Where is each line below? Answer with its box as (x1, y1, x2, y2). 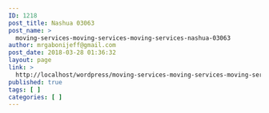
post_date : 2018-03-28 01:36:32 (8, 49, 116, 56)
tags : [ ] (8, 85, 42, 94)
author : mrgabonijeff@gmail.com (8, 41, 116, 49)
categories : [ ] (8, 93, 62, 101)
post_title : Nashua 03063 (8, 19, 94, 27)
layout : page (8, 56, 52, 64)
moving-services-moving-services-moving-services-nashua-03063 (15, 33, 231, 42)
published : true (8, 78, 62, 86)
